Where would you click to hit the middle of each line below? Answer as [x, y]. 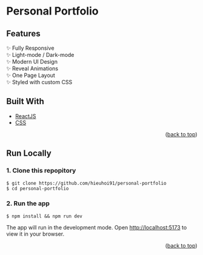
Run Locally [29, 154]
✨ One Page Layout [31, 75]
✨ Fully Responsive [30, 48]
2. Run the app [28, 204]
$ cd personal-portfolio [38, 188]
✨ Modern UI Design [32, 61]
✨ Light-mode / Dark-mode [40, 55]
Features [23, 34]
